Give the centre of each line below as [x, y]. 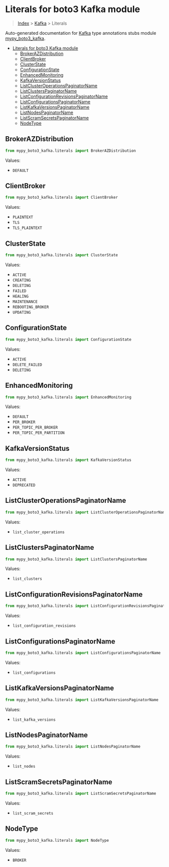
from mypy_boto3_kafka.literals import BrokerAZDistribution [71, 151]
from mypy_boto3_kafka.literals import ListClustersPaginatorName [76, 559]
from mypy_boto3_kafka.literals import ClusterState [62, 255]
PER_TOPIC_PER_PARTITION [38, 433]
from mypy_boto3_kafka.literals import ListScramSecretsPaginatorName [81, 793]
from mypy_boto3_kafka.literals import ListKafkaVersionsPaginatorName [82, 700]
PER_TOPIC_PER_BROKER [35, 428]
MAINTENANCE [25, 302]
